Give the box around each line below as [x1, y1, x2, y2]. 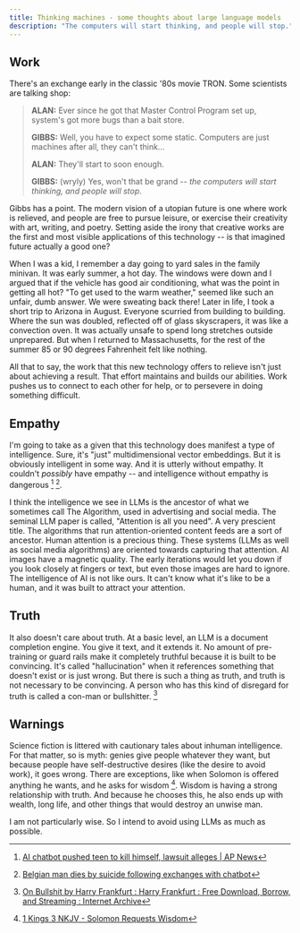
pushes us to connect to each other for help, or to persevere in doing [9, 381, 263, 391]
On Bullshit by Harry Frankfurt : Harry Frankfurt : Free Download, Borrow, [21, 886, 291, 896]
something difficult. [9, 390, 80, 401]
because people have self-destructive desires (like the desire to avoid [9, 759, 266, 770]
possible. [9, 826, 43, 836]
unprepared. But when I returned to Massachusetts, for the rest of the [9, 335, 266, 346]
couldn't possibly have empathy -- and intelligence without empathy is [9, 468, 269, 479]
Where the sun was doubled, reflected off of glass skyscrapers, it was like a [9, 315, 288, 327]
